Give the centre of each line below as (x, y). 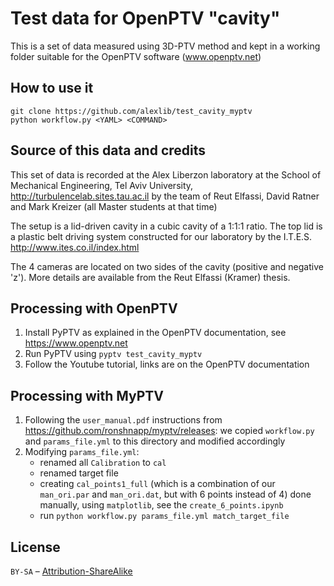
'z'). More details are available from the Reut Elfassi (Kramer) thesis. (150, 277)
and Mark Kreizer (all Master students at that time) (114, 206)
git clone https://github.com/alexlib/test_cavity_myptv (131, 111)
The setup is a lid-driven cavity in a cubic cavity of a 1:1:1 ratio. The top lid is (166, 226)
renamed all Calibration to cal (103, 463)
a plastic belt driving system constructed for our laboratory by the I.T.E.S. (161, 236)
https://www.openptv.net (76, 343)
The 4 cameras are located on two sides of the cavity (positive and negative (167, 266)
